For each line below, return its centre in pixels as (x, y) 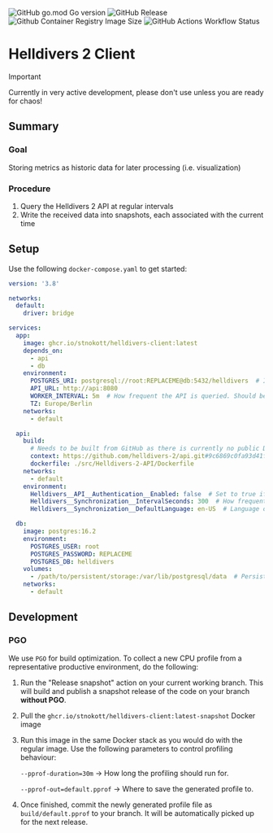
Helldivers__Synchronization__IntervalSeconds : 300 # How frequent (148, 502)
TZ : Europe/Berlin (61, 403)
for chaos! (26, 101)
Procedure (30, 189)
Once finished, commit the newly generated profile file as (116, 805)
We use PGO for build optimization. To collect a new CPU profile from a (125, 658)
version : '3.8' (34, 283)
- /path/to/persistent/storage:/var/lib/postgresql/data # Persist (148, 577)
